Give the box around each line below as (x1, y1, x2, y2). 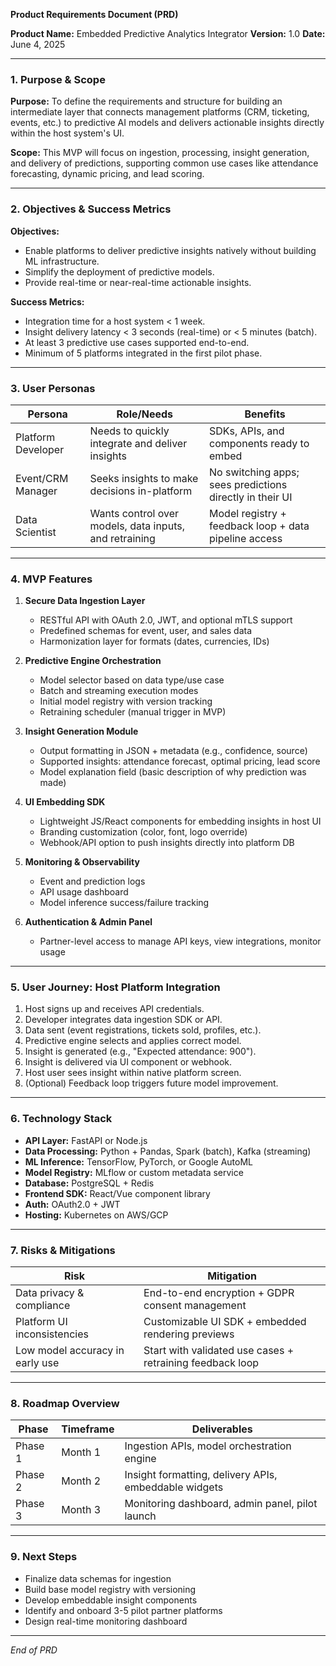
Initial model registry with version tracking (39, 695, 213, 708)
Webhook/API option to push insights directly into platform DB (39, 837, 295, 849)
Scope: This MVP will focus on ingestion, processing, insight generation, (10, 147, 310, 159)
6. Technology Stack (10, 1112, 113, 1126)
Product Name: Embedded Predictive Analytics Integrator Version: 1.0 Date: (10, 28, 326, 39)
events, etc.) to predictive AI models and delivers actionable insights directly (10, 117, 325, 129)
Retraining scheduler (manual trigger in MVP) (39, 706, 227, 718)
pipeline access (209, 531, 283, 545)
